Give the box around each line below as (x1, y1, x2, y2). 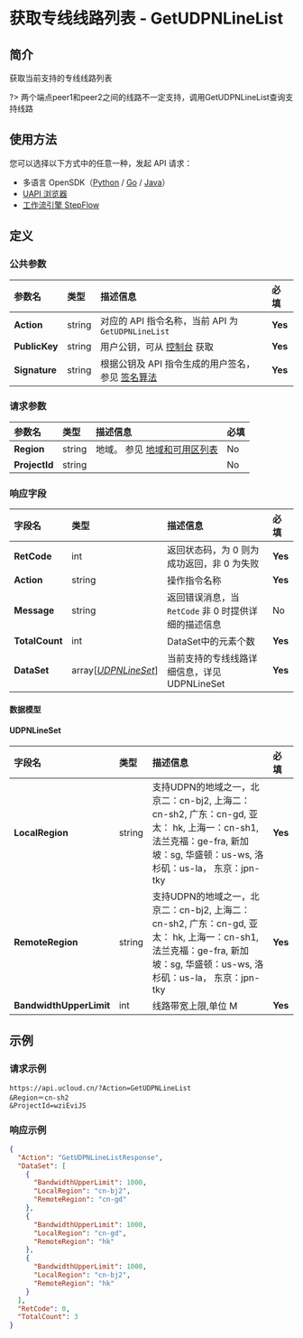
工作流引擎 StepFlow (22, 200, 100, 210)
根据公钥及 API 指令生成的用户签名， (100, 358, 255, 370)
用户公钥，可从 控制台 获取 (100, 340, 214, 353)
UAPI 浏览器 (22, 188, 68, 199)
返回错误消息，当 (166, 591, 240, 604)
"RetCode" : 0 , (17, 1304, 70, 1314)
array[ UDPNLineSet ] (71, 664, 159, 677)
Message (14, 604, 55, 617)
